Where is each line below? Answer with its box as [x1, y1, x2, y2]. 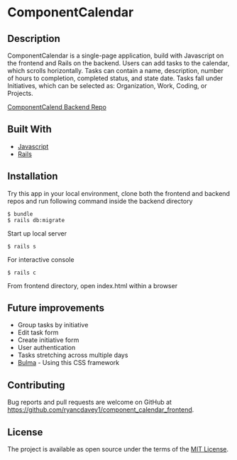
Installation [7, 170, 58, 182]
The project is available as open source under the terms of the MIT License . [7, 445, 229, 454]
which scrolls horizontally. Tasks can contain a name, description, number [7, 67, 224, 75]
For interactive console [7, 255, 75, 263]
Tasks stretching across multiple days [17, 351, 128, 359]
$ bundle [7, 210, 33, 217]
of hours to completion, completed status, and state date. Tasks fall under [7, 74, 224, 82]
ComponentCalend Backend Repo [7, 103, 106, 111]
